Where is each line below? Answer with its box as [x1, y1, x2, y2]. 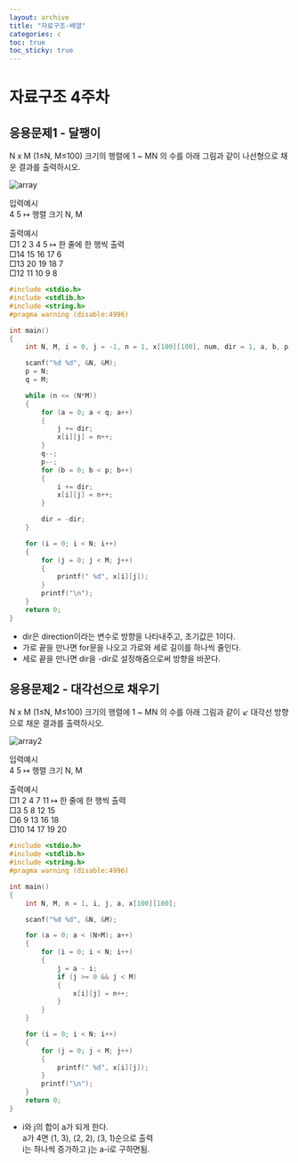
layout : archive [9, 12, 69, 22]
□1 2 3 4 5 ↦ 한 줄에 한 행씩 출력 [9, 239, 125, 250]
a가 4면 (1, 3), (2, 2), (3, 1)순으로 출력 [21, 1132, 154, 1143]
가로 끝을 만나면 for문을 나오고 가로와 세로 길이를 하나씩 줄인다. [21, 642, 242, 652]
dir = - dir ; [41, 515, 86, 524]
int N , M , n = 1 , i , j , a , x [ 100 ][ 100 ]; [25, 899, 177, 908]
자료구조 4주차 [9, 87, 110, 108]
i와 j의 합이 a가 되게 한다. [21, 1121, 109, 1132]
